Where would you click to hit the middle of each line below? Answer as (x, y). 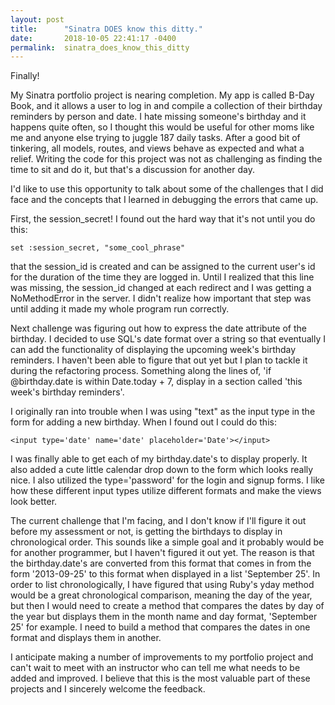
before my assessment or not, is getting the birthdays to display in (146, 532)
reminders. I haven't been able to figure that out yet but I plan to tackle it (159, 360)
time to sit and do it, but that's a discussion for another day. (132, 170)
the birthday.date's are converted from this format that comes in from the (161, 563)
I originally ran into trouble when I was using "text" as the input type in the (163, 412)
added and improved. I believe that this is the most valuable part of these (160, 678)
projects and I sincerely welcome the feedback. (108, 689)
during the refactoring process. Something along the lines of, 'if (141, 371)
